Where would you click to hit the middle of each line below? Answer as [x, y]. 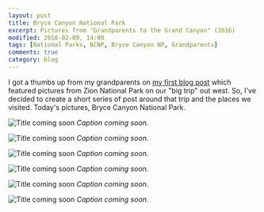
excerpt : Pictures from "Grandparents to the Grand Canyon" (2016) [122, 30]
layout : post [30, 15]
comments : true [33, 52]
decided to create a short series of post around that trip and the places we [130, 99]
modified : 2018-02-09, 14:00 [56, 38]
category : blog [33, 60]
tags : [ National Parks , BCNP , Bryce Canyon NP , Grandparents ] [113, 45]
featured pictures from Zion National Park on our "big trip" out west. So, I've [132, 90]
